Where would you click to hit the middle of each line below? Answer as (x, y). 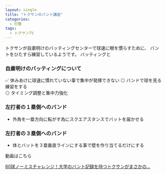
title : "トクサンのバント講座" (34, 15)
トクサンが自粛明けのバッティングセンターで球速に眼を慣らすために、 (77, 48)
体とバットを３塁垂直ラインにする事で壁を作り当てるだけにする (78, 145)
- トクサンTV (22, 33)
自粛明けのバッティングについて (43, 68)
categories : (17, 19)
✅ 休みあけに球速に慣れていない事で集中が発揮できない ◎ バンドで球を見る (83, 80)
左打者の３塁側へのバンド (36, 133)
